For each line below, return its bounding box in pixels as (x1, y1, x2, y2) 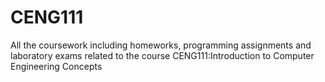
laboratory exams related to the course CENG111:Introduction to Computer (10, 49, 315, 61)
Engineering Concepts (10, 60, 103, 72)
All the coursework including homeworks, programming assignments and (10, 39, 312, 51)
